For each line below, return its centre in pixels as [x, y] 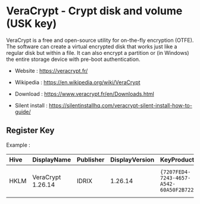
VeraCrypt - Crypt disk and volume [94, 11]
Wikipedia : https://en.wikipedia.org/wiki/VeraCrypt [78, 82]
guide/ [23, 112]
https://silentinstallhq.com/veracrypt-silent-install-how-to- [120, 105]
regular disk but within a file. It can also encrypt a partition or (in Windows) [98, 52]
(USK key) [32, 24]
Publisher [90, 159]
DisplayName [52, 159]
